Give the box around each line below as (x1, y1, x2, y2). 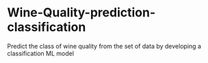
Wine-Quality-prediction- (7, 5, 156, 21)
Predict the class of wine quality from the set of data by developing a (7, 42, 202, 50)
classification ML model (7, 49, 74, 58)
